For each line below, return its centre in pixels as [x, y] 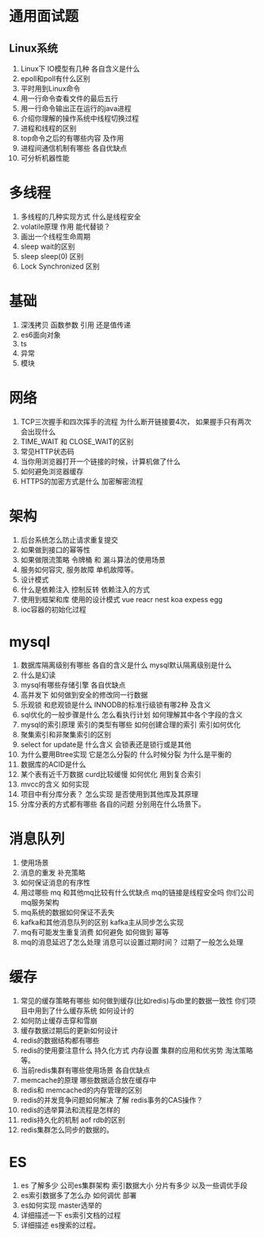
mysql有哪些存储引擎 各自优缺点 [73, 685]
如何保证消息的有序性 [55, 882]
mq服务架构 [40, 902]
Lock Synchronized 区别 [60, 266]
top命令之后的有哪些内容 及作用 [72, 138]
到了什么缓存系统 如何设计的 [88, 1011]
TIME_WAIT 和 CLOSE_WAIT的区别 [77, 441]
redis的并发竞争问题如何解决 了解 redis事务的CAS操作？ [112, 1100]
